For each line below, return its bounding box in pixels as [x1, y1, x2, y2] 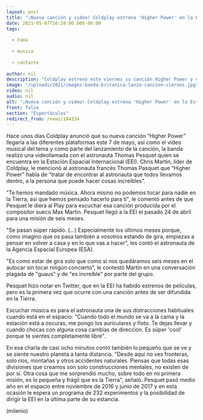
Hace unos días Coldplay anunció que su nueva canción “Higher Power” [6, 133, 186, 140]
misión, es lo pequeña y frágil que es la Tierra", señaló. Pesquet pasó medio [6, 376, 196, 384]
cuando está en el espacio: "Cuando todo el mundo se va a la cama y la [6, 313, 185, 321]
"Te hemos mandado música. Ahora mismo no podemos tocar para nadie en [6, 189, 196, 197]
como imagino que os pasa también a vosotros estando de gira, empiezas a [6, 233, 195, 240]
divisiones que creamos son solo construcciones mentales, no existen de [6, 364, 189, 371]
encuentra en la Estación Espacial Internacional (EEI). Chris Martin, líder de [6, 158, 193, 165]
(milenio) [6, 407, 28, 415]
